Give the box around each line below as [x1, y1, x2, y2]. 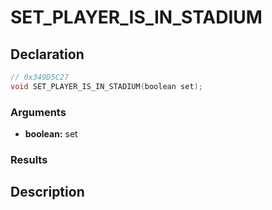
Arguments [10, 105, 67, 119]
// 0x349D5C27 [10, 72, 70, 82]
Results [10, 152, 48, 166]
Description [10, 184, 85, 201]
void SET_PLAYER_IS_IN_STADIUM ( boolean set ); [10, 81, 203, 91]
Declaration [10, 46, 85, 63]
